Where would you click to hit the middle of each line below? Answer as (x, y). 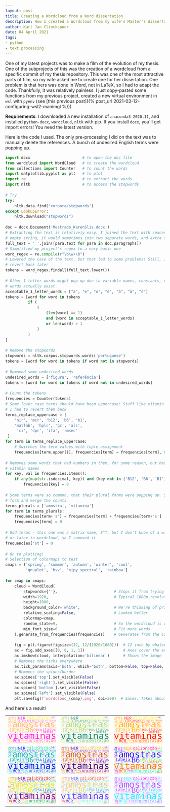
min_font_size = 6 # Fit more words (87, 629)
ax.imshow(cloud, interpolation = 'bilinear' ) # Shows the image (88, 656)
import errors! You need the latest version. (49, 127)
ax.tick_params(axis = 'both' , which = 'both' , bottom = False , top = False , (89, 666)
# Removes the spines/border (45, 672)
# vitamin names (22, 468)
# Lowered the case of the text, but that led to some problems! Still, (83, 259)
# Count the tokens (26, 394)
